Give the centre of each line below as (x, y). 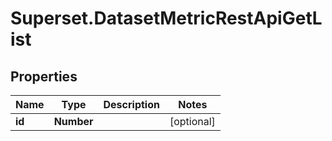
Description (131, 104)
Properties (44, 76)
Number (73, 121)
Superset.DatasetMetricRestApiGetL (166, 18)
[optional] (192, 121)
